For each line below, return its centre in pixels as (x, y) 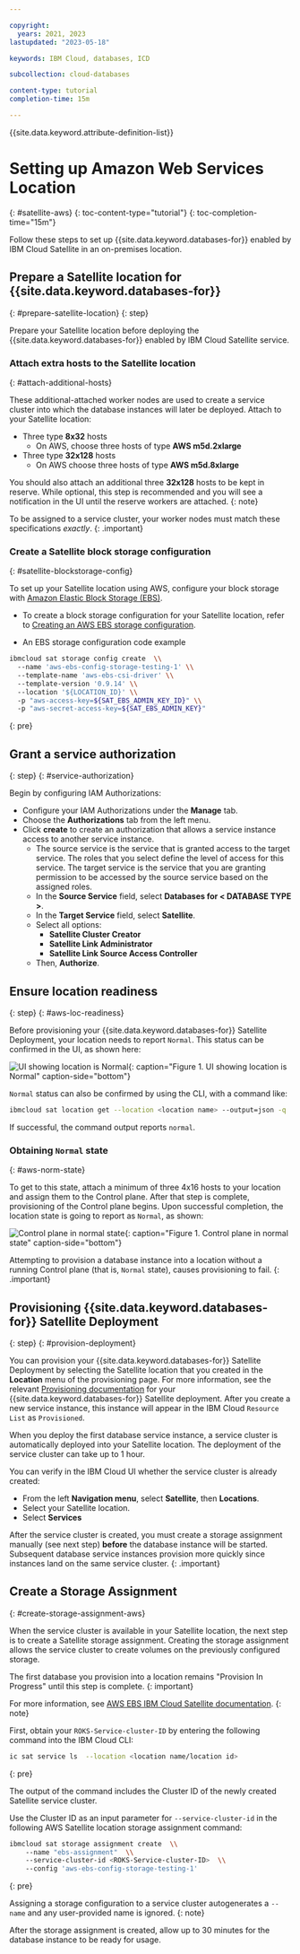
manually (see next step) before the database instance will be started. (139, 1544)
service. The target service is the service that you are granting (150, 868)
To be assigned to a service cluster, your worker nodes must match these (145, 519)
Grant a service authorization (93, 754)
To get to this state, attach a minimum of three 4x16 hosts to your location (145, 1187)
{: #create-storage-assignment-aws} (77, 1613)
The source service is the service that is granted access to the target (163, 849)
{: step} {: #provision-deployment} (73, 1343)
